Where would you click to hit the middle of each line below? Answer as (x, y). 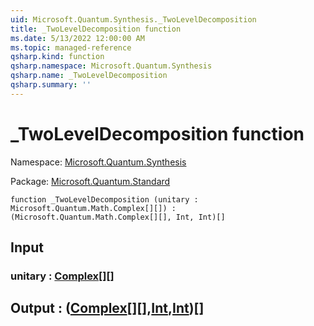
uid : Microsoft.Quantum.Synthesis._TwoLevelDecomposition (133, 19)
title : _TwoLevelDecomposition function (96, 29)
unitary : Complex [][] (62, 276)
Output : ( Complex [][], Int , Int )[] (107, 308)
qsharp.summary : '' (51, 85)
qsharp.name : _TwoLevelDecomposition (89, 76)
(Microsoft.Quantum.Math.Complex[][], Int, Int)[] (118, 217)
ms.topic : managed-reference (71, 47)
